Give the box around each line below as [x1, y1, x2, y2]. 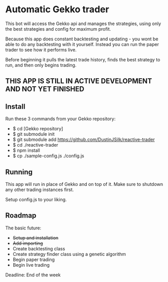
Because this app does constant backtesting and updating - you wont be [5, 36, 158, 42]
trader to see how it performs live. [5, 46, 77, 53]
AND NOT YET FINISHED [5, 85, 84, 93]
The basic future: [5, 225, 42, 231]
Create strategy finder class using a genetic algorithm [12, 251, 126, 257]
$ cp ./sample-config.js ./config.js [12, 153, 84, 159]
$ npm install [12, 147, 40, 154]
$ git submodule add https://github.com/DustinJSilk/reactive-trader [12, 136, 155, 143]
